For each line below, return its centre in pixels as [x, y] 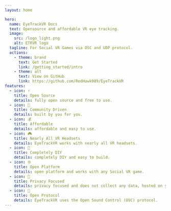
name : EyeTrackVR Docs [33, 24]
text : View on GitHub [41, 77]
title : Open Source [35, 95]
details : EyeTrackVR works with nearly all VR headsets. [76, 143]
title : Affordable [33, 124]
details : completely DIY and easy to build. [62, 157]
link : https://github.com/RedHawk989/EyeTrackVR [71, 81]
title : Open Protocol [37, 196]
